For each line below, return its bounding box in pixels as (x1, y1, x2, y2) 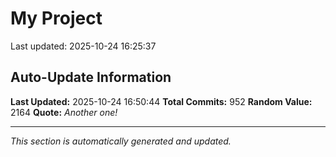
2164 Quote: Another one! (10, 106, 118, 118)
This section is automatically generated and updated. (10, 135, 232, 147)
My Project (10, 7, 103, 30)
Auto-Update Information (10, 69, 172, 86)
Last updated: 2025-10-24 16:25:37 (10, 40, 157, 52)
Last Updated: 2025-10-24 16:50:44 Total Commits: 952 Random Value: (10, 95, 313, 107)
